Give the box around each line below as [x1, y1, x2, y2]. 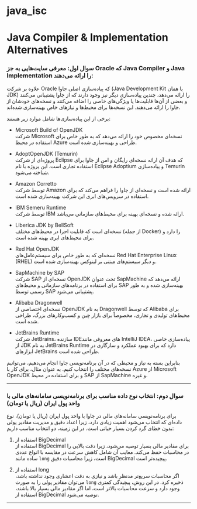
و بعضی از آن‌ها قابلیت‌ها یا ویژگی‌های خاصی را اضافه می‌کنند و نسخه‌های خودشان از [6, 97, 188, 104]
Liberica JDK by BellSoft [15, 221, 74, 228]
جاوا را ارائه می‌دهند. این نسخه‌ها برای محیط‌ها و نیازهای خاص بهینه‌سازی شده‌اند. [6, 104, 181, 111]
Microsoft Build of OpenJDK [15, 126, 83, 133]
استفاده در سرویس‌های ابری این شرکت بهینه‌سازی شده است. [15, 192, 149, 200]
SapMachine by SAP [15, 269, 65, 276]
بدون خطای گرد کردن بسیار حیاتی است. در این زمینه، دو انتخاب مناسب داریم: [6, 425, 174, 432]
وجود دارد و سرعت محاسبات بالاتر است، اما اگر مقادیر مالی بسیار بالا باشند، [15, 484, 180, 491]
